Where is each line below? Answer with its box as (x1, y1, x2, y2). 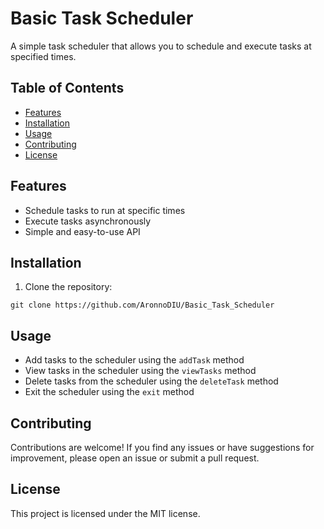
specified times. (10, 50, 77, 62)
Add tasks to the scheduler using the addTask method (24, 354, 245, 366)
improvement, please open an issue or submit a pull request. (10, 452, 260, 464)
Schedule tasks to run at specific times (24, 204, 186, 216)
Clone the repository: (24, 281, 113, 293)
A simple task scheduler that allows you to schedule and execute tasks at (10, 40, 312, 52)
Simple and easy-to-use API (24, 225, 141, 237)
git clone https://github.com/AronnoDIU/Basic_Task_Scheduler (10, 300, 275, 311)
